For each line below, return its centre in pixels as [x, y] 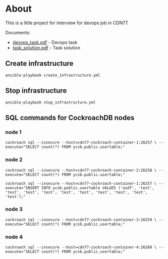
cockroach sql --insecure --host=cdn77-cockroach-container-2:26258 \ [81, 170]
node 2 [14, 160]
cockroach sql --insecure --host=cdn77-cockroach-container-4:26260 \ [81, 247]
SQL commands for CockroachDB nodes [70, 117]
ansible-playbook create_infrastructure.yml [53, 75]
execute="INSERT [22, 188]
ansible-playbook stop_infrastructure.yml [50, 102]
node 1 [13, 132]
